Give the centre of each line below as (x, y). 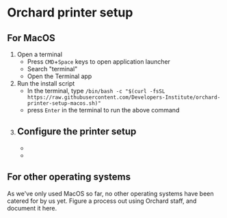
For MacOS (31, 38)
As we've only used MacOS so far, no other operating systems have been (110, 193)
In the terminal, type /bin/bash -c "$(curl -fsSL (96, 91)
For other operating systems (69, 177)
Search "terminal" (52, 69)
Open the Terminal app (59, 76)
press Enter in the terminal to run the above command (103, 110)
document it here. (32, 208)
